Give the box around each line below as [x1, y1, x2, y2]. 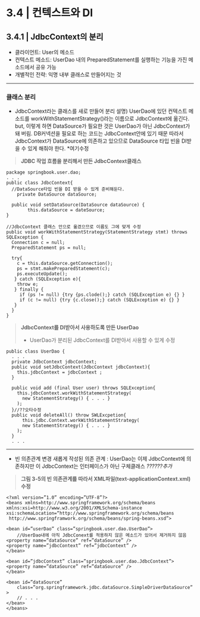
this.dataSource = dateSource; [27, 207, 105, 213]
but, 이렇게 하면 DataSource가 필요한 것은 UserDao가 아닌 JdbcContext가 [14, 122, 190, 129]
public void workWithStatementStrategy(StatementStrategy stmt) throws [6, 229, 187, 235]
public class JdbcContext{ [6, 180, 73, 186]
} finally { [14, 286, 44, 293]
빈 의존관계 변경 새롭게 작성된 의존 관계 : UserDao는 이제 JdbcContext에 [14, 455, 186, 462]
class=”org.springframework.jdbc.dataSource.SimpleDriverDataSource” [17, 585, 193, 591]
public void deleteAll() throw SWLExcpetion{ [11, 412, 127, 418]
